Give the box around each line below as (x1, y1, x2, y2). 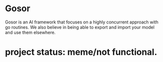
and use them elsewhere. (5, 29, 56, 35)
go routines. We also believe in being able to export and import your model (5, 24, 155, 30)
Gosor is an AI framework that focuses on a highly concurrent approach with (5, 19, 159, 25)
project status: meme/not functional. (5, 47, 157, 58)
